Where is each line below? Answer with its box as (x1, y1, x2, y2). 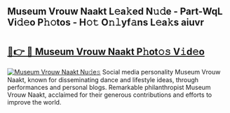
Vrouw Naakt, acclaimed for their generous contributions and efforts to (7, 91, 212, 99)
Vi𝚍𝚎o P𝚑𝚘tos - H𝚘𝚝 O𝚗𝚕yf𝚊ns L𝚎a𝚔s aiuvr (7, 17, 205, 29)
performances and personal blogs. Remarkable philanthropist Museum (7, 84, 212, 91)
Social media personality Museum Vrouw (102, 68, 221, 76)
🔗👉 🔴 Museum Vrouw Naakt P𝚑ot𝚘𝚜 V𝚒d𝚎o (7, 46, 205, 58)
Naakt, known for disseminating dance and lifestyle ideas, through (7, 76, 198, 84)
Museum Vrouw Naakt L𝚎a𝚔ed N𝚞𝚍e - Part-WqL (7, 6, 223, 18)
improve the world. (7, 98, 62, 106)
